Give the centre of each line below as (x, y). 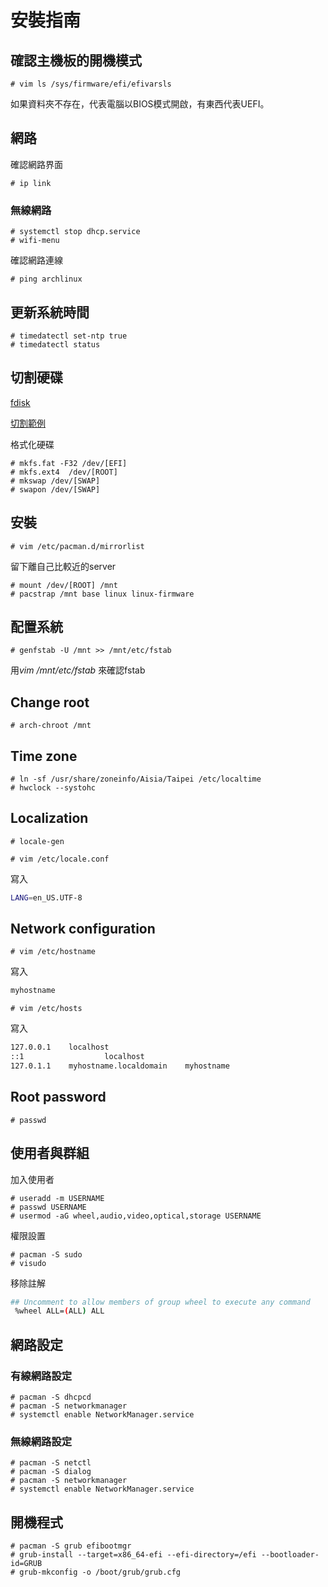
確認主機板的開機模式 (76, 60)
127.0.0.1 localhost (60, 1047)
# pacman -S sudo (46, 1254)
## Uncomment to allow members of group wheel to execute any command (160, 1302)
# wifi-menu (35, 241)
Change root (50, 702)
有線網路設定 (41, 1376)
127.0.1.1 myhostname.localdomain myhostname (120, 1066)
